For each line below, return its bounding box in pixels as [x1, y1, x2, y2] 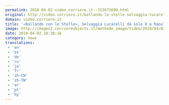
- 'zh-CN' [7, 73, 28, 78]
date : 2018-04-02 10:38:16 [5, 31, 62, 36]
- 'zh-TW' [7, 78, 28, 83]
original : [5, 12, 26, 17]
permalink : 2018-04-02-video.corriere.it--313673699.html [5, 7, 129, 13]
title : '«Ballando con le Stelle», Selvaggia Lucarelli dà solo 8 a [5, 21, 152, 27]
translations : [5, 40, 35, 45]
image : [5, 26, 19, 31]
